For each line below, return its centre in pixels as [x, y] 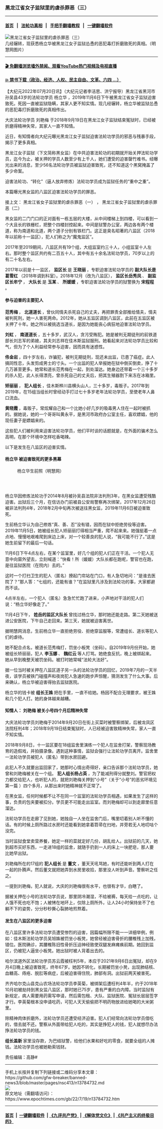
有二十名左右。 [20, 260]
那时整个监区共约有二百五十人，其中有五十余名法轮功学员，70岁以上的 [84, 253]
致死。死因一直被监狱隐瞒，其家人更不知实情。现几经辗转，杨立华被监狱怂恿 [81, 104]
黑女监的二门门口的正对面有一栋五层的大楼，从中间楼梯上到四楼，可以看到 [79, 219]
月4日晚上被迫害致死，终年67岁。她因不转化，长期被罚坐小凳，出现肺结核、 [81, 967]
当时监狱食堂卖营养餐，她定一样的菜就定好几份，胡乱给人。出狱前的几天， [79, 841]
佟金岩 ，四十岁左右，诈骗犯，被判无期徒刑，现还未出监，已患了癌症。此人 [80, 357]
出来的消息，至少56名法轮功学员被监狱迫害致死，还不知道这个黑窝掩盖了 [82, 165]
